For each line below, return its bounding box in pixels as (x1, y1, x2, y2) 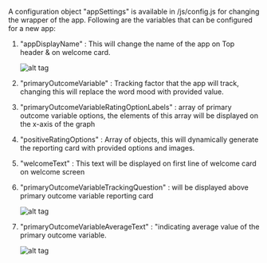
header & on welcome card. (19, 48, 111, 57)
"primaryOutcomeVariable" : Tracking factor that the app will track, (19, 79, 239, 88)
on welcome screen (19, 167, 85, 176)
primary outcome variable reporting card (19, 191, 154, 200)
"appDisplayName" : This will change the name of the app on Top (19, 39, 235, 49)
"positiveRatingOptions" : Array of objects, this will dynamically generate (19, 135, 259, 144)
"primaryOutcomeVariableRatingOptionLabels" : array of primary (19, 103, 233, 112)
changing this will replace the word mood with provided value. (19, 87, 225, 96)
